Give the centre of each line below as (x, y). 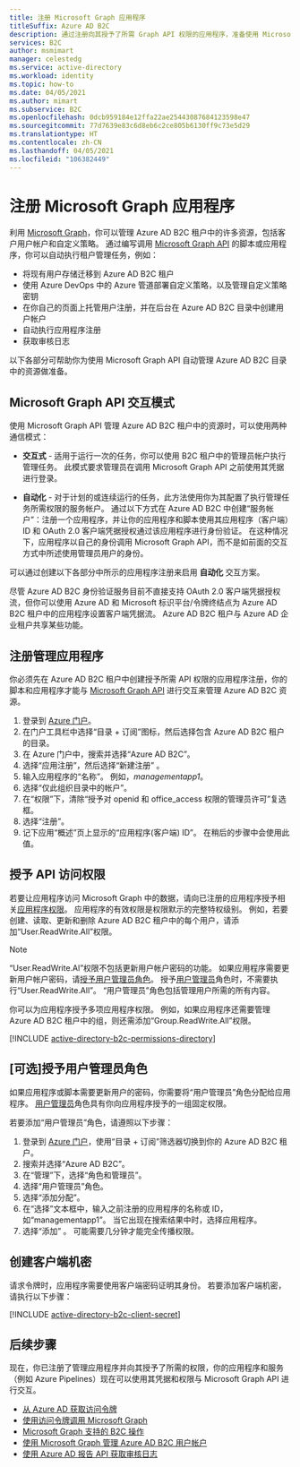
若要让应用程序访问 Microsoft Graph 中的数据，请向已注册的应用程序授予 (143, 897)
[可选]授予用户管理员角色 (78, 1069)
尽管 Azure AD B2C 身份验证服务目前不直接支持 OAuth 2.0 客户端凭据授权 (145, 591)
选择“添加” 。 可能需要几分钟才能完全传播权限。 (111, 1231)
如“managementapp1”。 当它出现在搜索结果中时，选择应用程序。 (142, 1220)
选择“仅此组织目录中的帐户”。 (77, 788)
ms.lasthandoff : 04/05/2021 (62, 150)
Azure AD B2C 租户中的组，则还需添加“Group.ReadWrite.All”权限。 (133, 1020)
